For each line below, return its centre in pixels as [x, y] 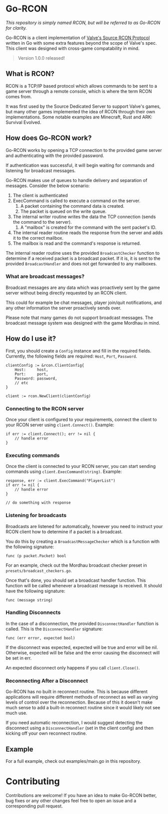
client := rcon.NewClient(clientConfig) [48, 396]
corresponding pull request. [34, 806]
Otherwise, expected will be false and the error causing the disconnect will [83, 653]
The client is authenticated [40, 195]
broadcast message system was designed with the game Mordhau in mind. [83, 323]
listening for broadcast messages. [41, 171]
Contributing [33, 782]
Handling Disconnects [33, 612]
